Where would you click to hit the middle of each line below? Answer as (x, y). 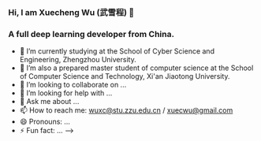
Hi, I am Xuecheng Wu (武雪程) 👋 (71, 12)
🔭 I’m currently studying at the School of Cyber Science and (117, 51)
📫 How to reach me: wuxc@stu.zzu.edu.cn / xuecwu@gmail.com (126, 110)
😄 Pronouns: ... (45, 122)
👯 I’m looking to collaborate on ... (73, 85)
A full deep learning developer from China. (91, 34)
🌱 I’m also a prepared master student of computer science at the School (136, 68)
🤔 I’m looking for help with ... (66, 93)
